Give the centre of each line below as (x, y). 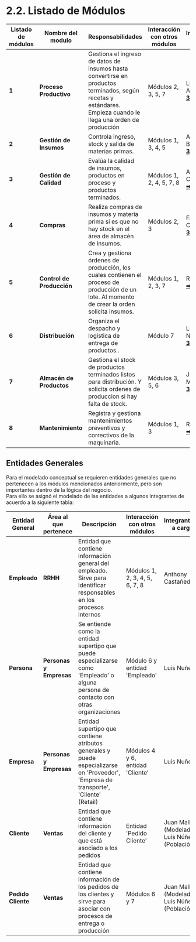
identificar (92, 585)
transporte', (94, 787)
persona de (94, 690)
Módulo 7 (161, 335)
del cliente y (95, 833)
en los (86, 600)
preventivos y (107, 427)
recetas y (101, 98)
